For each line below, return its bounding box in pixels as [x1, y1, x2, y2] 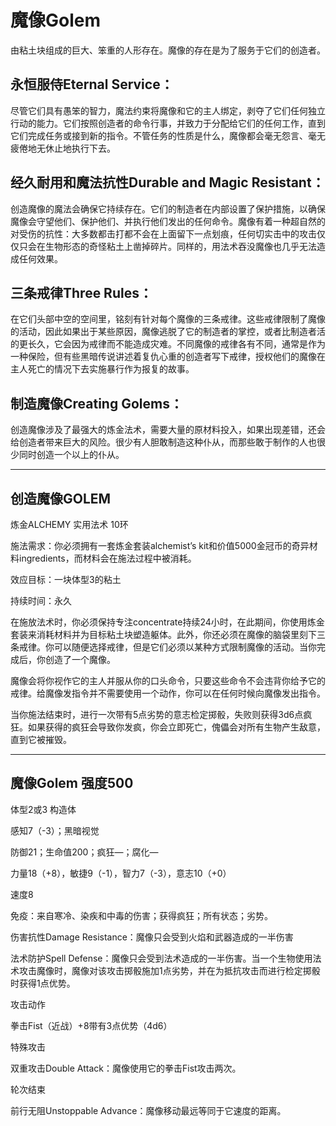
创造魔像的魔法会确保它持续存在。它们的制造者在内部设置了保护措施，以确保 [10, 202, 326, 215]
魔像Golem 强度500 [10, 775, 134, 792]
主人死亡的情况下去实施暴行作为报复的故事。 [10, 363, 195, 375]
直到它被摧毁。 [10, 734, 72, 745]
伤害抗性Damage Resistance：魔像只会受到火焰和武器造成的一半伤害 [10, 931, 294, 943]
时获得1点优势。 [10, 977, 76, 989]
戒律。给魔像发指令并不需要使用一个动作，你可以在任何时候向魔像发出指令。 [10, 687, 326, 699]
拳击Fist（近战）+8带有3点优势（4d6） [10, 1019, 173, 1031]
